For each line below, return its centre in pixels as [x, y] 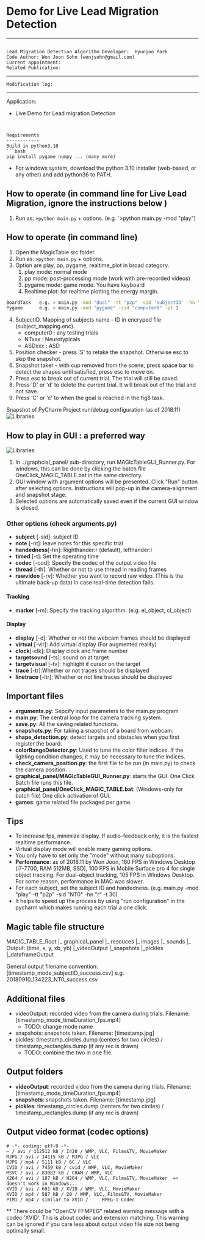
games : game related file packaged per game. [74, 802]
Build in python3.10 [33, 146]
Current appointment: [34, 62]
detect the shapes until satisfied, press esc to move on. [85, 372]
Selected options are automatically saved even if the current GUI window [107, 501]
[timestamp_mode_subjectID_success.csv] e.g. [65, 973]
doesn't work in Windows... [42, 1184]
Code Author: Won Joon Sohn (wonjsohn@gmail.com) [71, 57]
